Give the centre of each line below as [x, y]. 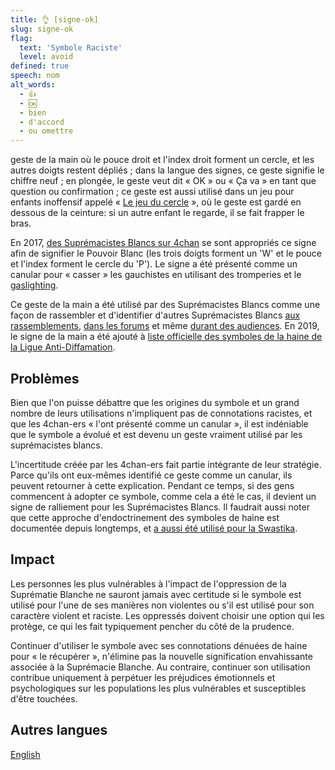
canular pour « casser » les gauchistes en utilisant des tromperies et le [156, 275]
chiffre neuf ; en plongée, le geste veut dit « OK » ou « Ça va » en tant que [163, 181]
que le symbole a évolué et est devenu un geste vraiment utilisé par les [156, 434]
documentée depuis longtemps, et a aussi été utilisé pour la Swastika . [154, 528]
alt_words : [33, 85]
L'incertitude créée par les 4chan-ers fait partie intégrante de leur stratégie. [166, 464]
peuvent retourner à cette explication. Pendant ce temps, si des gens [152, 485]
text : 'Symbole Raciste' [71, 47]
